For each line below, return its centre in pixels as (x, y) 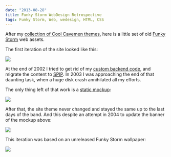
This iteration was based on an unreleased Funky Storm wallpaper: (76, 140)
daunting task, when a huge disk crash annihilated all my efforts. (73, 80)
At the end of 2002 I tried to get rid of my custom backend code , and (78, 69)
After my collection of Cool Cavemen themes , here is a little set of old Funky (85, 34)
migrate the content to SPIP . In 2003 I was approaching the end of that (80, 74)
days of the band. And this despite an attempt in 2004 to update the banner (85, 115)
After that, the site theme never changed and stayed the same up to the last (85, 109)
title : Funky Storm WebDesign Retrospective (54, 15)
